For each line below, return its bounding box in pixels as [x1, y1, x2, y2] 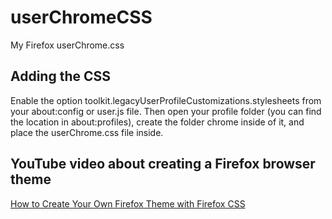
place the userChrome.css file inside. [10, 126, 164, 138]
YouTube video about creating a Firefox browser [10, 156, 316, 173]
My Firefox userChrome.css [10, 39, 125, 51]
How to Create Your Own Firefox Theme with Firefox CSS [10, 197, 246, 210]
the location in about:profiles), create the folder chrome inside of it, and [10, 116, 305, 128]
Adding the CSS [10, 68, 112, 85]
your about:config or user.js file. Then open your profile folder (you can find [10, 105, 322, 117]
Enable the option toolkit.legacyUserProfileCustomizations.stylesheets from [10, 94, 322, 106]
